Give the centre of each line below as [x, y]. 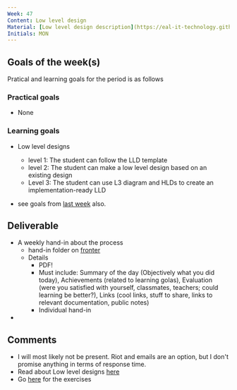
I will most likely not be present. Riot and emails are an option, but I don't [123, 357]
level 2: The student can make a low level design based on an [117, 167]
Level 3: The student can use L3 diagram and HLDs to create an [121, 182]
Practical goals [34, 97]
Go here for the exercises [54, 379]
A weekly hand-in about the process [70, 243]
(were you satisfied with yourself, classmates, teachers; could [128, 288]
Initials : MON [28, 33]
